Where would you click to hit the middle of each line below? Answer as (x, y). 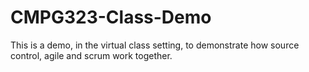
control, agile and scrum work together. (91, 55)
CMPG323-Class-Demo (111, 17)
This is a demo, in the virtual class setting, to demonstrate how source (155, 45)
